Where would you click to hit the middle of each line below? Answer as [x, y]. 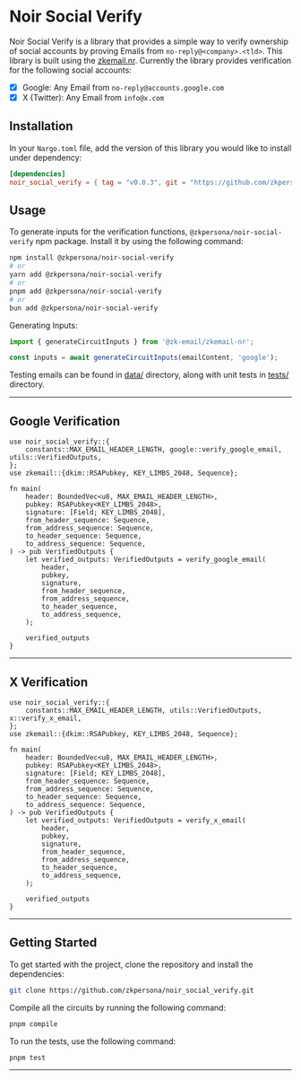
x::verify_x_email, [46, 718]
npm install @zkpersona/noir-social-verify [92, 258]
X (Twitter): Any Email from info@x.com [93, 97]
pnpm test [28, 1058]
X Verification [49, 682]
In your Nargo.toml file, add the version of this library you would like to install [150, 148]
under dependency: [46, 157]
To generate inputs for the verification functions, [99, 232]
